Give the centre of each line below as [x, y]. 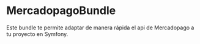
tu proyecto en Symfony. [37, 34]
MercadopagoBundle [61, 11]
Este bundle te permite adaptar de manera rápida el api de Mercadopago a [100, 28]
